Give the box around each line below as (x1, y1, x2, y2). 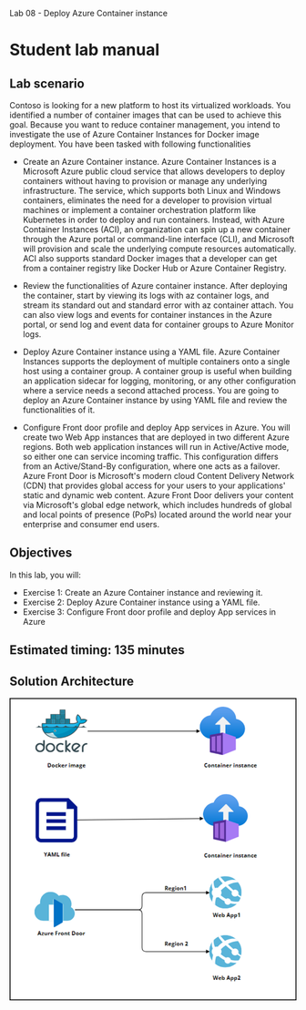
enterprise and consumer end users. (22, 519, 160, 529)
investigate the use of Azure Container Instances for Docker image (9, 129, 260, 139)
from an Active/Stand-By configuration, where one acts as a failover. (22, 461, 280, 472)
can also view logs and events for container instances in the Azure (22, 310, 272, 320)
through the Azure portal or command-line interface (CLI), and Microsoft (22, 234, 294, 244)
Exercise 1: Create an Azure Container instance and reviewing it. (22, 587, 263, 597)
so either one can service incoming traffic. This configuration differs (22, 451, 280, 462)
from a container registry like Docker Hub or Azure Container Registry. (22, 263, 287, 273)
